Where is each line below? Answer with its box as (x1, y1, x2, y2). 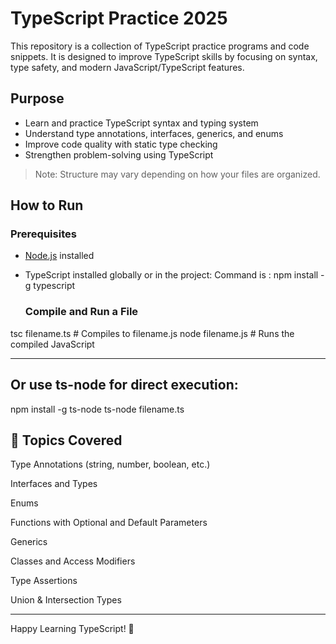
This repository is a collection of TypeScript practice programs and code (10, 40, 310, 52)
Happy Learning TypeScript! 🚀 (10, 623, 135, 635)
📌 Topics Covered (10, 432, 123, 449)
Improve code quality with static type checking (24, 138, 218, 150)
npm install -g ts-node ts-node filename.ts (10, 403, 185, 415)
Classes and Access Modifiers (10, 555, 136, 567)
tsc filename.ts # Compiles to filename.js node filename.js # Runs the (10, 327, 295, 339)
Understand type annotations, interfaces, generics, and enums (24, 127, 284, 139)
